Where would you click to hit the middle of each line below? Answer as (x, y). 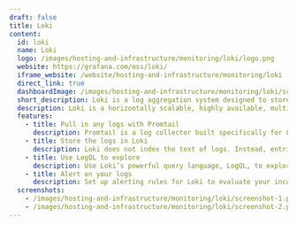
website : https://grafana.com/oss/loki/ (92, 67)
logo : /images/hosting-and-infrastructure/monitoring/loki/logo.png (146, 58)
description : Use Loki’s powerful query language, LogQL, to (148, 166)
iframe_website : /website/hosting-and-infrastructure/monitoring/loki (150, 75)
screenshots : (41, 190)
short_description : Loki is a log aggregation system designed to (142, 100)
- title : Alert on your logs (79, 174)
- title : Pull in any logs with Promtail (102, 125)
